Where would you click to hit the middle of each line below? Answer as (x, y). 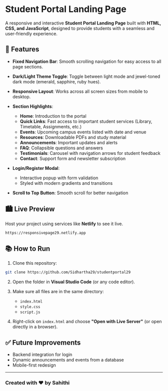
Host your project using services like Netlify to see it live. (64, 224)
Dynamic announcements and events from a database (68, 360)
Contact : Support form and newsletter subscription (73, 158)
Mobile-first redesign (34, 365)
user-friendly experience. (31, 33)
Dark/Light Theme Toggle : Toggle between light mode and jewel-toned (86, 76)
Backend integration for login (42, 355)
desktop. (21, 96)
